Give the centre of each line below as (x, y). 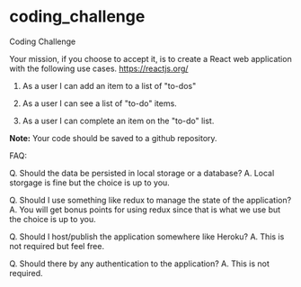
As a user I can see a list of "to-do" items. (99, 103)
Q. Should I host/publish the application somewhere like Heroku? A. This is (147, 237)
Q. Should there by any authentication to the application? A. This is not (139, 264)
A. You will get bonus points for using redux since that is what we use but (145, 210)
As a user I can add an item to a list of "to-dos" (109, 85)
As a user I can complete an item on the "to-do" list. (118, 121)
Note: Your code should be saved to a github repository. (113, 138)
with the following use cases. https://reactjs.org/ (99, 68)
